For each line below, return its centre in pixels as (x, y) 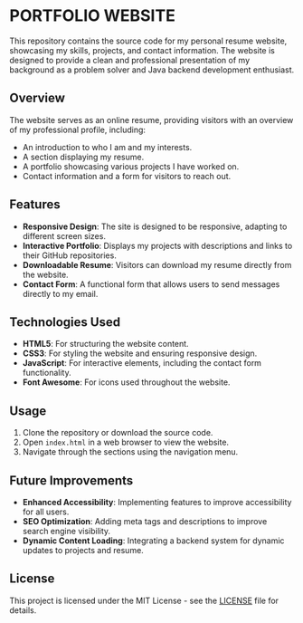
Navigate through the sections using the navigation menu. (130, 452)
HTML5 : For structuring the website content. (105, 344)
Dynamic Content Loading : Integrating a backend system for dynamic (153, 541)
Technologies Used (65, 322)
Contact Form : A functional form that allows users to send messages (151, 284)
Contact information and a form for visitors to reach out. (127, 176)
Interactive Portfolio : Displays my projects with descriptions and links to (157, 245)
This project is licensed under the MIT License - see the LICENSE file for (144, 600)
